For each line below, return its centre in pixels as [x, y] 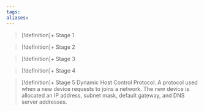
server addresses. [44, 102]
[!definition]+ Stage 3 [48, 59]
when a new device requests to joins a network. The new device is [105, 88]
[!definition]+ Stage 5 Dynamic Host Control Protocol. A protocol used [109, 82]
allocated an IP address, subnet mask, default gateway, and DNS [103, 95]
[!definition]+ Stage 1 [48, 35]
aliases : [17, 18]
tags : [13, 12]
